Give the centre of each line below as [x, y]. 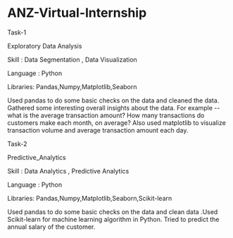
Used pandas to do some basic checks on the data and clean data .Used [113, 211]
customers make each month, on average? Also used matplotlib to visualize [117, 123]
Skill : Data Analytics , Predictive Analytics [68, 171]
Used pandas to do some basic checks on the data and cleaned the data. [113, 100]
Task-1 [17, 32]
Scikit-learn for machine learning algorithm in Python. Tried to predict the [113, 219]
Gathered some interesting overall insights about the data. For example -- [114, 107]
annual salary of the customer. [51, 227]
